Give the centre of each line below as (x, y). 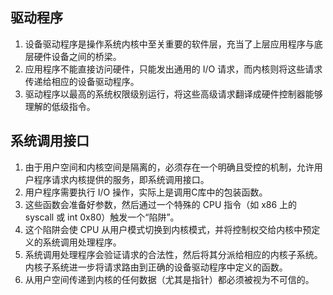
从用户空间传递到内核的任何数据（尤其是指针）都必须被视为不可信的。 (169, 279)
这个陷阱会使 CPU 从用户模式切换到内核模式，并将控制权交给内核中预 (168, 229)
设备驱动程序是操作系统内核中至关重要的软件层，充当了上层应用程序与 (169, 44)
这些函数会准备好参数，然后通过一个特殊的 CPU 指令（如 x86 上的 (161, 204)
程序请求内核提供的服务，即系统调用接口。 (121, 179)
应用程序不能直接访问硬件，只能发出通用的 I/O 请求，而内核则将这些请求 (173, 69)
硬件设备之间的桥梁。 (77, 56)
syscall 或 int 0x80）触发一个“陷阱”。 (102, 217)
